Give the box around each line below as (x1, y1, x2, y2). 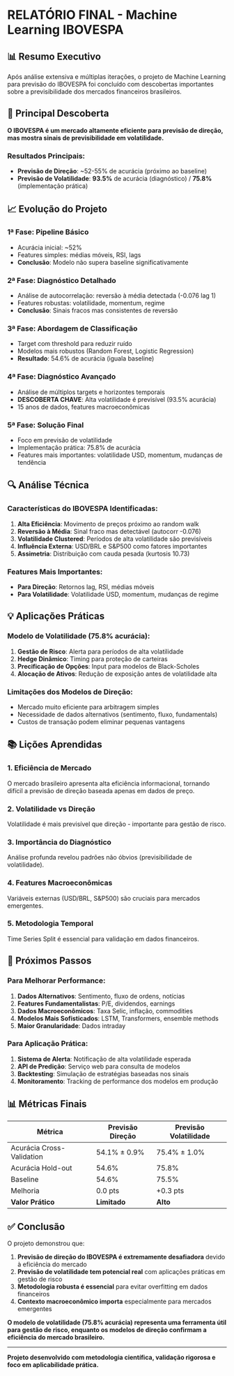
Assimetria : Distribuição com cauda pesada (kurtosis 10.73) (17, 549, 190, 558)
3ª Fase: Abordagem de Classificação (7, 324, 138, 333)
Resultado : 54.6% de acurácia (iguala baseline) (17, 354, 155, 363)
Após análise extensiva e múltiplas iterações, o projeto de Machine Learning (7, 73, 226, 80)
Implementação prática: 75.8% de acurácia (17, 443, 141, 451)
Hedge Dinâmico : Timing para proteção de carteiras (17, 654, 169, 663)
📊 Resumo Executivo (7, 50, 101, 62)
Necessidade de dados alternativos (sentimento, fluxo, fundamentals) (17, 710, 218, 718)
